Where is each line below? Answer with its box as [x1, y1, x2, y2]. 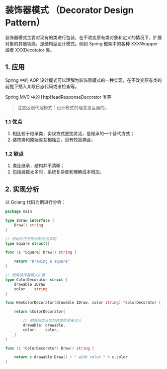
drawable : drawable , [23, 323, 66, 328]
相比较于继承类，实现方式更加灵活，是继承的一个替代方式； [12, 131, 135, 137]
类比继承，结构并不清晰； [12, 163, 65, 169]
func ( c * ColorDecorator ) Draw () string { [5, 346, 94, 351]
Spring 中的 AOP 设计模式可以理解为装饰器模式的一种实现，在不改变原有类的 [5, 77, 162, 83]
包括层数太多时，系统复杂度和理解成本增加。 [12, 169, 104, 175]
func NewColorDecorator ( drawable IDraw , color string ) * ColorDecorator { [5, 300, 162, 305]
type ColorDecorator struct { [5, 277, 68, 282]
